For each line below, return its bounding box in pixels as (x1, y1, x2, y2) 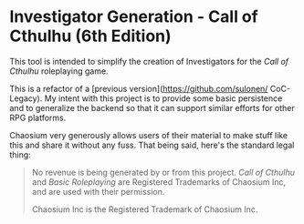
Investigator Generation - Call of (9, 6, 258, 27)
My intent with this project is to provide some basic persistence (44, 93, 283, 104)
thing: (9, 148, 32, 160)
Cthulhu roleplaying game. (9, 66, 109, 76)
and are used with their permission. (31, 186, 165, 197)
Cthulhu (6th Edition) (9, 25, 172, 46)
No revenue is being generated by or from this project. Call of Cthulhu (31, 167, 295, 178)
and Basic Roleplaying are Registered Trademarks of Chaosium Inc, (31, 176, 286, 188)
